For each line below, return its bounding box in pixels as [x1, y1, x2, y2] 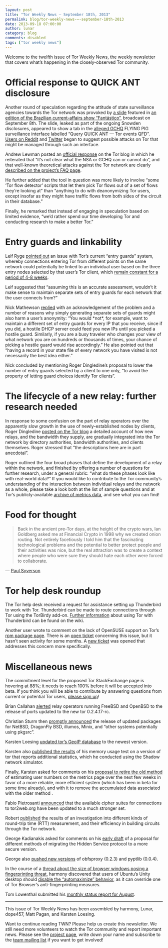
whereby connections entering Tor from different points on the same [5, 258, 146, 264]
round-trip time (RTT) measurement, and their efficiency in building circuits [5, 820, 160, 826]
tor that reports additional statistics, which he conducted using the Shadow [5, 754, 160, 760]
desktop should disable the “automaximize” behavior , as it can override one [5, 876, 161, 882]
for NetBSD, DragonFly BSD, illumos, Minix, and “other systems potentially [5, 724, 157, 730]
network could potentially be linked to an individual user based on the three [5, 263, 160, 269]
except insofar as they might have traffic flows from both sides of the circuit [5, 193, 161, 199]
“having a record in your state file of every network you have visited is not [5, 347, 157, 353]
